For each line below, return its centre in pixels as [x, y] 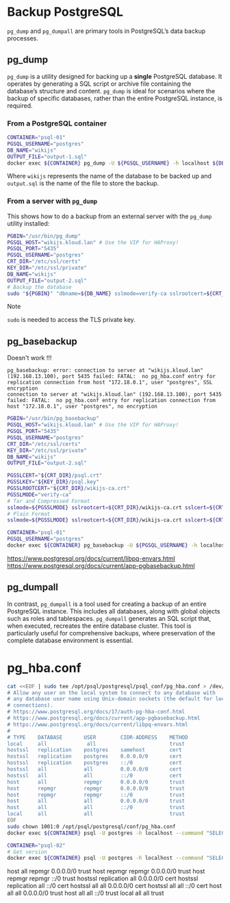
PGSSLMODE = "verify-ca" [39, 495]
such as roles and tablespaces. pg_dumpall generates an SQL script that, [109, 618]
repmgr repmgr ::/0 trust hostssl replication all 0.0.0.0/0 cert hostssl [103, 878]
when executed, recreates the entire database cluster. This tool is [99, 626]
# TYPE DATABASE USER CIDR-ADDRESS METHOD [98, 737]
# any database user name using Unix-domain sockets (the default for [110, 699]
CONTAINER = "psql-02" [37, 845]
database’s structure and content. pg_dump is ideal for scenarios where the [111, 91]
